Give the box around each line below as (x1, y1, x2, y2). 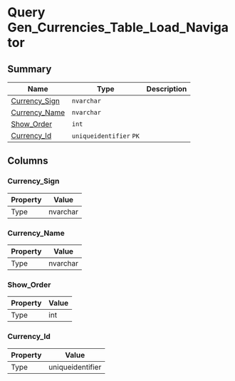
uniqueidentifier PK (71, 132, 140, 140)
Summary (7, 63, 52, 75)
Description (146, 84, 187, 93)
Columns (7, 155, 48, 167)
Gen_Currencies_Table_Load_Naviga (7, 19, 229, 36)
